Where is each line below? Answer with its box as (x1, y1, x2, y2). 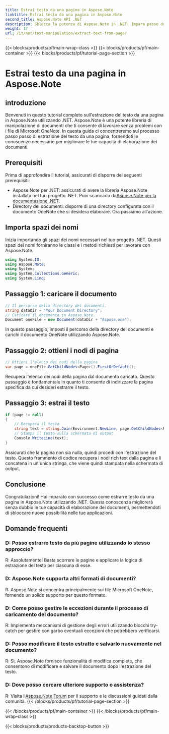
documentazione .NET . (12, 198, 60, 204)
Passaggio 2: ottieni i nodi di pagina (5, 346, 119, 355)
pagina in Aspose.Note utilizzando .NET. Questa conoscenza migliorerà (5, 499, 153, 505)
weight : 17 (5, 26, 28, 31)
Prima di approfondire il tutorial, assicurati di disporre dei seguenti (5, 172, 142, 178)
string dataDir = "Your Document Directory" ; (5, 308, 102, 313)
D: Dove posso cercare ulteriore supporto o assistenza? (5, 682, 144, 689)
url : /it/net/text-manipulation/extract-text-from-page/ (5, 31, 127, 36)
